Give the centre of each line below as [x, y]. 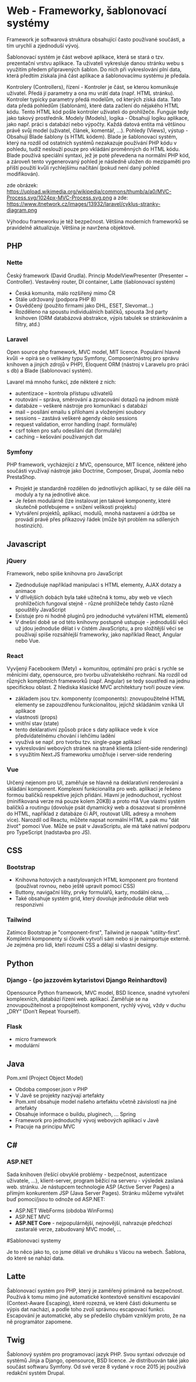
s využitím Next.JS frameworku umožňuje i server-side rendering [93, 754]
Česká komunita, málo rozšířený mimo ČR [65, 293]
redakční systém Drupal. [36, 1373]
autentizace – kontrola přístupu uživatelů [64, 393]
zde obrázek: [22, 185]
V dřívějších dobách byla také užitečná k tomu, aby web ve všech [94, 597]
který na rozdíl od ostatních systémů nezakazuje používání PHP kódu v [92, 143]
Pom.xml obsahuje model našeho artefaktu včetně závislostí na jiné [96, 1102]
